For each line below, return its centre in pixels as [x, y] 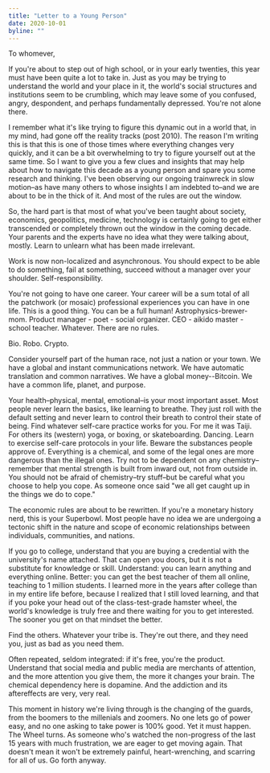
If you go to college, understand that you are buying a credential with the [129, 551]
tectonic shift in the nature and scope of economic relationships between [129, 527]
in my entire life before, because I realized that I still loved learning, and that [134, 594]
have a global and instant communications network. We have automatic [127, 368]
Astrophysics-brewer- [212, 311]
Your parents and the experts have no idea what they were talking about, [129, 237]
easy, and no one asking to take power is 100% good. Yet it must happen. [130, 726]
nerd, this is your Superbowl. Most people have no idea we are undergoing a [135, 519]
